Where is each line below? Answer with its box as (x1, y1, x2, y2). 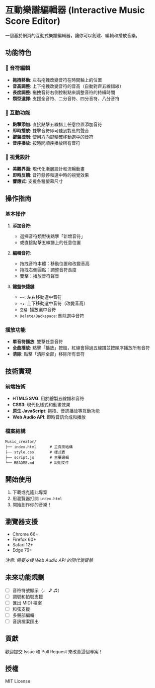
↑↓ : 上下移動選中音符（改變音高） (19, 300, 88, 306)
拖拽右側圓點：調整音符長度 (19, 266, 77, 272)
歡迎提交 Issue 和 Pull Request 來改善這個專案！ (5, 648, 103, 654)
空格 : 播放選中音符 (19, 306, 56, 312)
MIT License (5, 678, 31, 684)
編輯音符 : (12, 250, 31, 256)
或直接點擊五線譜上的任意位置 (19, 239, 81, 245)
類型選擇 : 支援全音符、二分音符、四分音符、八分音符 (12, 95, 120, 101)
